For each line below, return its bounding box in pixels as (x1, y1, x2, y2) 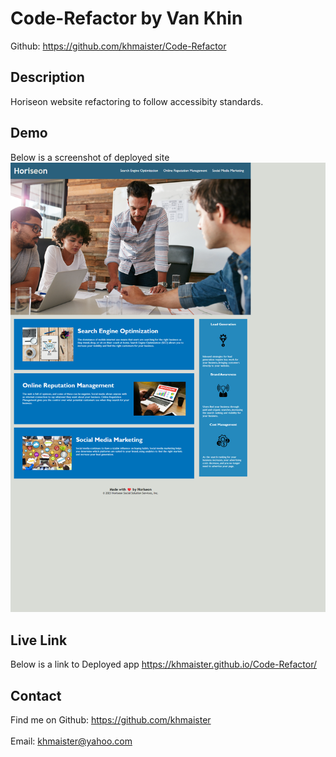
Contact (10, 687, 62, 704)
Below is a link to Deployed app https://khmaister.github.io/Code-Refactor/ (10, 658, 318, 671)
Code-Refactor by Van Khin (10, 7, 243, 30)
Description (10, 69, 85, 86)
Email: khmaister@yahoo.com (10, 735, 133, 747)
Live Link (10, 632, 68, 649)
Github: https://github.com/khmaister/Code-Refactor (10, 40, 227, 52)
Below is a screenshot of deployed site (10, 151, 170, 163)
